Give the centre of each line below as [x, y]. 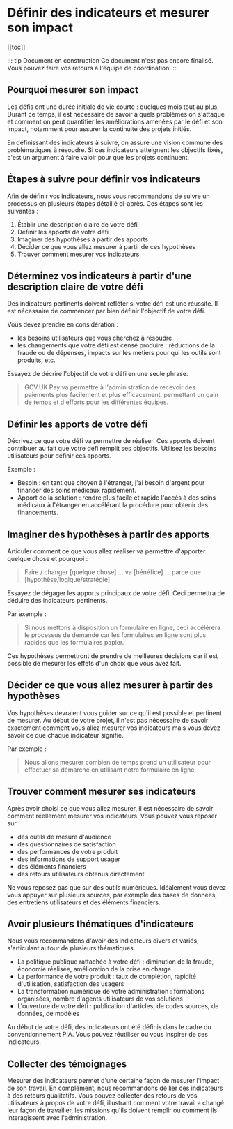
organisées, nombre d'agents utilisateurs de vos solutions [100, 999]
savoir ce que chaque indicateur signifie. [65, 735]
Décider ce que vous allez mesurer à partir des [110, 685]
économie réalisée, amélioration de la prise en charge [94, 969]
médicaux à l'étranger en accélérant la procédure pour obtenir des [113, 505]
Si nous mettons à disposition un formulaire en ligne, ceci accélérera [122, 627]
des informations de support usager [69, 859]
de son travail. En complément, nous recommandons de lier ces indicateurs [115, 1088]
